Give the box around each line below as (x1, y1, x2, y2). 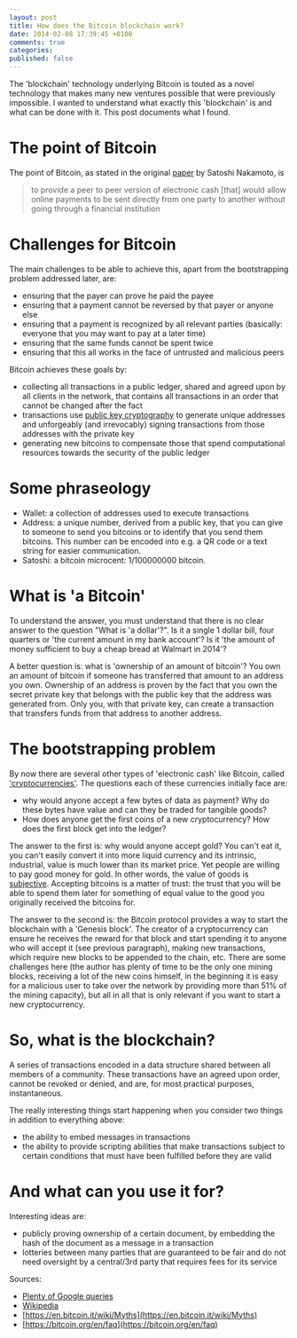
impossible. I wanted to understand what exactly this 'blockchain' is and (9, 98, 272, 107)
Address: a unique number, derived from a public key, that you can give (21, 516, 284, 528)
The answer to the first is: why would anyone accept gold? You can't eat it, (9, 840, 282, 851)
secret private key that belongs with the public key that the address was (9, 689, 272, 699)
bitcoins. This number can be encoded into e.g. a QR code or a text (21, 536, 268, 547)
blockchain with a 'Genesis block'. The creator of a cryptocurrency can (9, 924, 269, 934)
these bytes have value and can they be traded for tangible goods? (21, 804, 268, 815)
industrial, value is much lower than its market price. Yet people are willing (9, 859, 280, 870)
